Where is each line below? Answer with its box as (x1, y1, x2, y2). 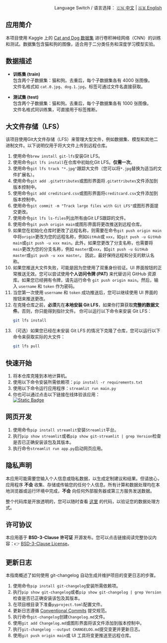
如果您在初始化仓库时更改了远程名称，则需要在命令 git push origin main (12, 228, 162, 234)
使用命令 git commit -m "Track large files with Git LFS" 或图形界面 (12, 203, 155, 209)
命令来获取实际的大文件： (12, 334, 65, 340)
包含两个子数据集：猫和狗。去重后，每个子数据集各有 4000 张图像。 (12, 77, 153, 83)
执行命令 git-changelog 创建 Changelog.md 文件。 (12, 614, 108, 620)
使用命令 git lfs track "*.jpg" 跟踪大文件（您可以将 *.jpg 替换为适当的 (12, 166, 158, 172)
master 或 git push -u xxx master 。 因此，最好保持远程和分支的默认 (12, 253, 151, 258)
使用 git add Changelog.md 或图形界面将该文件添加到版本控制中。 (12, 620, 144, 626)
